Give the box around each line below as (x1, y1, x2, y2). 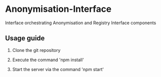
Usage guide (5, 34, 45, 42)
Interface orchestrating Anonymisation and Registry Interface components (5, 20, 157, 26)
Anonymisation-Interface (5, 3, 112, 15)
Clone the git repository (12, 47, 61, 53)
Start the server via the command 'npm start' (12, 66, 104, 72)
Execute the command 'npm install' (12, 57, 84, 63)
